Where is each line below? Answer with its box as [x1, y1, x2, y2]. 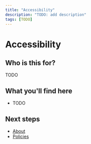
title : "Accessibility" [5, 7, 55, 13]
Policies [12, 133, 29, 139]
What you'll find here [5, 86, 73, 95]
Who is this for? [5, 59, 56, 67]
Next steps [5, 115, 40, 123]
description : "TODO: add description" [5, 12, 86, 17]
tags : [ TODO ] [5, 17, 33, 22]
